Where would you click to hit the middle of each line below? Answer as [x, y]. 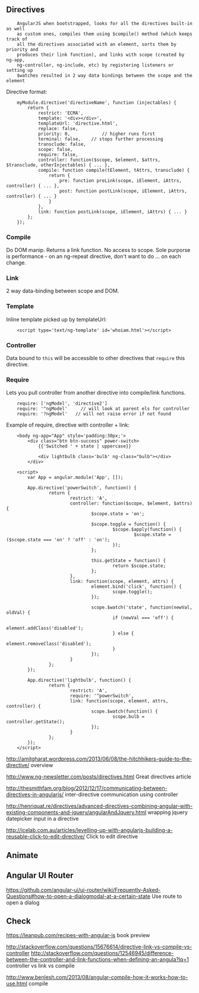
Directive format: [27, 92]
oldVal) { [18, 613]
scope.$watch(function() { [125, 712]
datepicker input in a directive [42, 819]
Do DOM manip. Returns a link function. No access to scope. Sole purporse [98, 250]
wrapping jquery [168, 812]
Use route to [167, 896]
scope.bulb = [129, 717]
